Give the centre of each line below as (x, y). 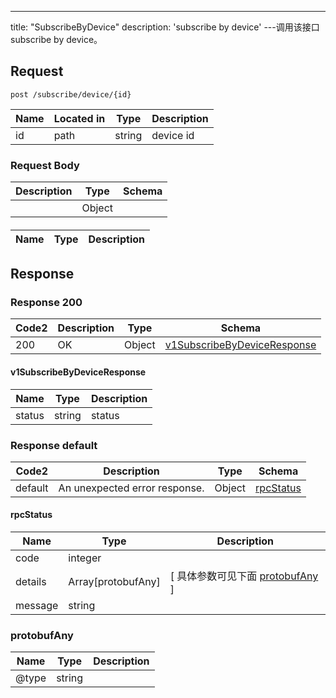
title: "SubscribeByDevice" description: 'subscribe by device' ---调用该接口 (165, 27)
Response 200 (46, 303)
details (31, 582)
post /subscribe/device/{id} (71, 94)
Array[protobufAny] (114, 582)
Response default (54, 445)
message (37, 606)
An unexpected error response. (131, 488)
